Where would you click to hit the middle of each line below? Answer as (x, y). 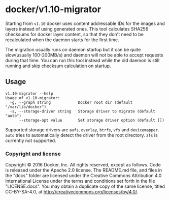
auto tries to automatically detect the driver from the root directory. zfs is (82, 135)
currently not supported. (31, 140)
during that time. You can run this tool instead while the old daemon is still (82, 60)
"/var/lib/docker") (26, 107)
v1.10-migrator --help (29, 93)
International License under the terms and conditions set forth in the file (80, 181)
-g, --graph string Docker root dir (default (71, 102)
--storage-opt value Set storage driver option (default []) (92, 120)
